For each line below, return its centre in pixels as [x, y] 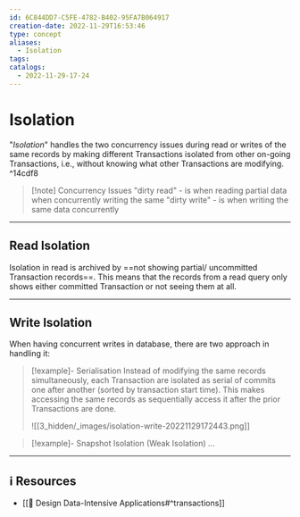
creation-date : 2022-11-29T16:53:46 [77, 26]
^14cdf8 [24, 173]
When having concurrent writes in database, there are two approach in [139, 344]
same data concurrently [75, 209]
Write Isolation [51, 322]
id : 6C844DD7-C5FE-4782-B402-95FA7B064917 [89, 17]
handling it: [30, 354]
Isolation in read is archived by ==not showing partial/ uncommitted [133, 267]
